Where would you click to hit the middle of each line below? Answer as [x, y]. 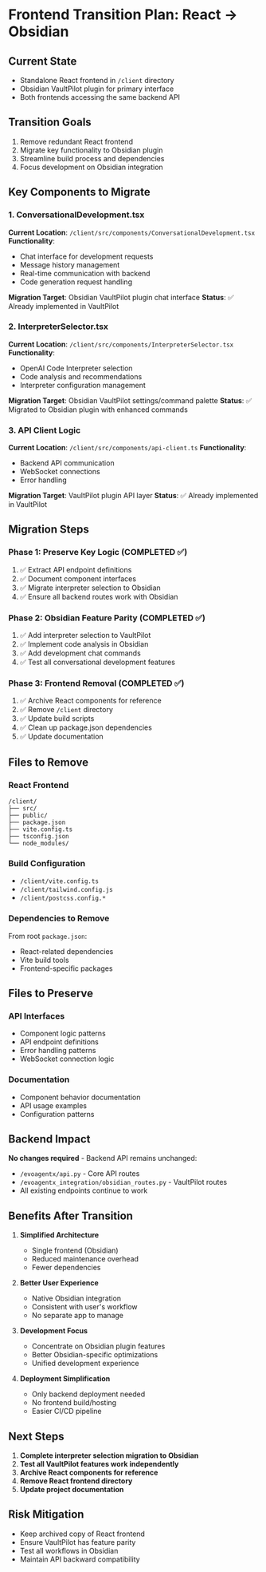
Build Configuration [47, 863]
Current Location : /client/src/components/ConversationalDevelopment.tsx [132, 232]
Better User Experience [59, 1283]
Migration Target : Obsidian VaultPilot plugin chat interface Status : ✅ [121, 297]
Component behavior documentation [80, 1097]
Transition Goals [50, 123]
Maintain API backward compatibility [80, 1559]
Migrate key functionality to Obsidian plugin [91, 150]
